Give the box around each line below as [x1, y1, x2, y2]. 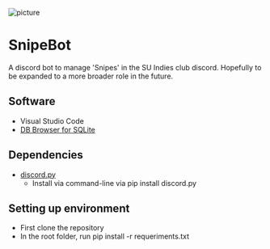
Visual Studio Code [19, 116, 85, 125]
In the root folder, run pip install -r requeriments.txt [19, 231, 190, 242]
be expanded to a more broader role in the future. [8, 71, 174, 81]
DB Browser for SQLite [19, 124, 95, 134]
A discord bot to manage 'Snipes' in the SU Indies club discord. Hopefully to [8, 62, 262, 72]
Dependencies [8, 148, 83, 162]
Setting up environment [8, 201, 130, 215]
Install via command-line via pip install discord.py [32, 178, 196, 188]
